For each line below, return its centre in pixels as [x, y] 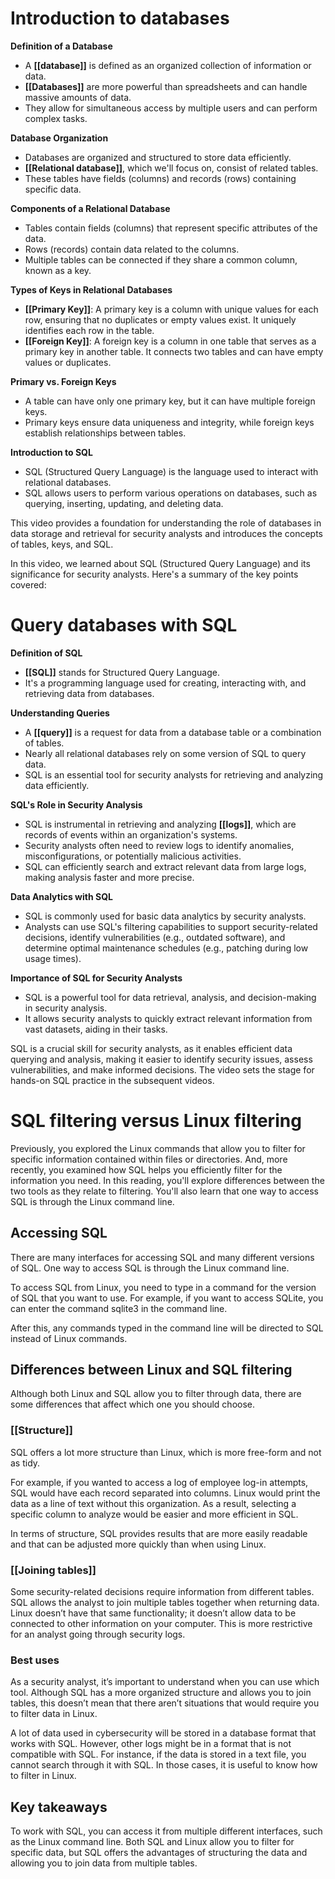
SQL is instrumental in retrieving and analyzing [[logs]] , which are [160, 824]
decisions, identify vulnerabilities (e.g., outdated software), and [155, 937]
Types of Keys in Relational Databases [91, 289]
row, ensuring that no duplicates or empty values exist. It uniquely [160, 319]
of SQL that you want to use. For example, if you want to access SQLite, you [167, 1298]
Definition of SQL [46, 653]
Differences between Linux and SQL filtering [151, 1370]
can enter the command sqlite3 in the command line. [119, 1308]
